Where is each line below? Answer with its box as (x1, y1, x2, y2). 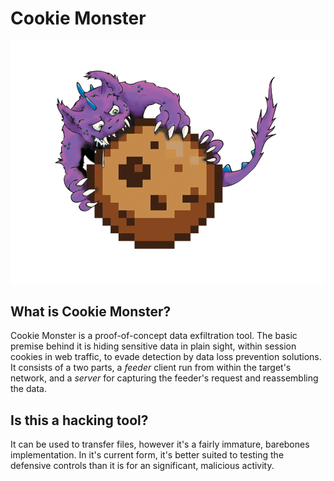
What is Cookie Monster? (10, 303, 172, 320)
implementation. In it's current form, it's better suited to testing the (10, 449, 285, 461)
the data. (10, 383, 47, 395)
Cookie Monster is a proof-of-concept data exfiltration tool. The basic (10, 330, 298, 342)
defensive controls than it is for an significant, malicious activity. (10, 460, 275, 472)
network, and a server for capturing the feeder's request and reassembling (10, 372, 319, 384)
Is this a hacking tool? (10, 412, 149, 429)
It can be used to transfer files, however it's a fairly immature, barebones (10, 438, 310, 451)
